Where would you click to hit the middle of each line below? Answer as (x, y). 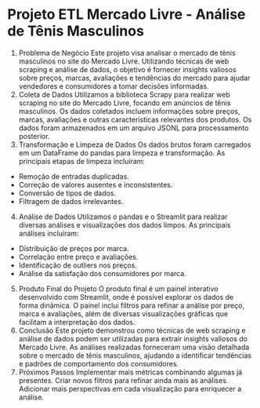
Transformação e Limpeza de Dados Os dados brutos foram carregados (135, 144)
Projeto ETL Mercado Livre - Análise (126, 15)
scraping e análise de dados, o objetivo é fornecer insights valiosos (127, 69)
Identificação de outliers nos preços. (78, 265)
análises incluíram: (49, 233)
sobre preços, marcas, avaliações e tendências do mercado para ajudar (134, 78)
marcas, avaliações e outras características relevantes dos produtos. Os (135, 119)
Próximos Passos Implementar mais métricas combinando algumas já (130, 372)
